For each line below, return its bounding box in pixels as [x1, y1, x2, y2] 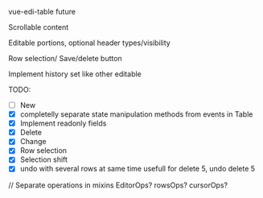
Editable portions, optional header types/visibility [8, 38, 171, 47]
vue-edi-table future [8, 7, 76, 16]
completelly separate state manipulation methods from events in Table [19, 109, 253, 119]
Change [19, 137, 47, 146]
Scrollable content [8, 23, 69, 31]
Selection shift [19, 155, 68, 164]
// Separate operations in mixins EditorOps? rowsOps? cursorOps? [8, 180, 228, 190]
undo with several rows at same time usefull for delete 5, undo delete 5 [19, 164, 256, 174]
